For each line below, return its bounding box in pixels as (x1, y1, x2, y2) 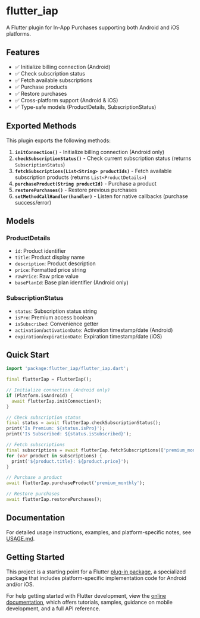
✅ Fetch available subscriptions (14, 76, 93, 84)
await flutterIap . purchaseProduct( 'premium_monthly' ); (6, 480, 145, 486)
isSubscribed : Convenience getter (14, 320, 99, 327)
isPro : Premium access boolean (14, 313, 93, 321)
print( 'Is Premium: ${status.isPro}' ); (6, 425, 105, 432)
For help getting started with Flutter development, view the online (6, 592, 167, 599)
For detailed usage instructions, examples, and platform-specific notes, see (6, 528, 192, 536)
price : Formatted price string (14, 266, 86, 274)
